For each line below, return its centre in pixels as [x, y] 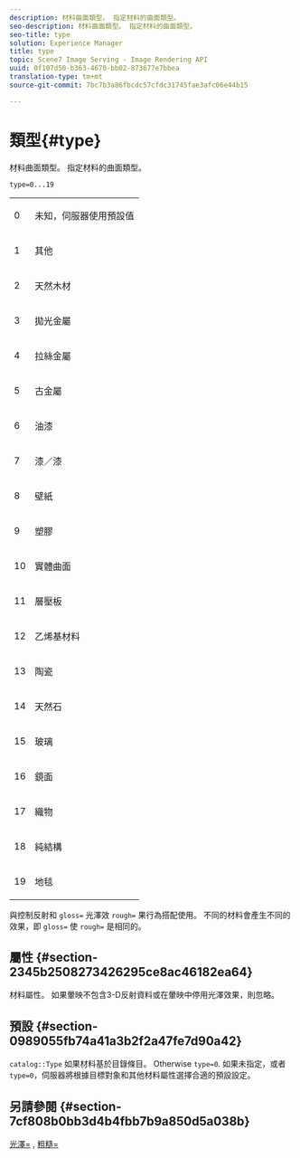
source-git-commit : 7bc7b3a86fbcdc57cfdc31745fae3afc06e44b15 [129, 85]
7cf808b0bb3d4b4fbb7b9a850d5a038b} [130, 1121]
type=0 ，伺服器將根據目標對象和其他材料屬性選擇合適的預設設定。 [132, 1075]
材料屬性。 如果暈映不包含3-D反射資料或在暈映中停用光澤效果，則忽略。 [145, 995]
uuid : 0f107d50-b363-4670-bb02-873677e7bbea [94, 69]
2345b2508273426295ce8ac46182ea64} [131, 972]
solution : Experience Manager [66, 43]
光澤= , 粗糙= [34, 1144]
